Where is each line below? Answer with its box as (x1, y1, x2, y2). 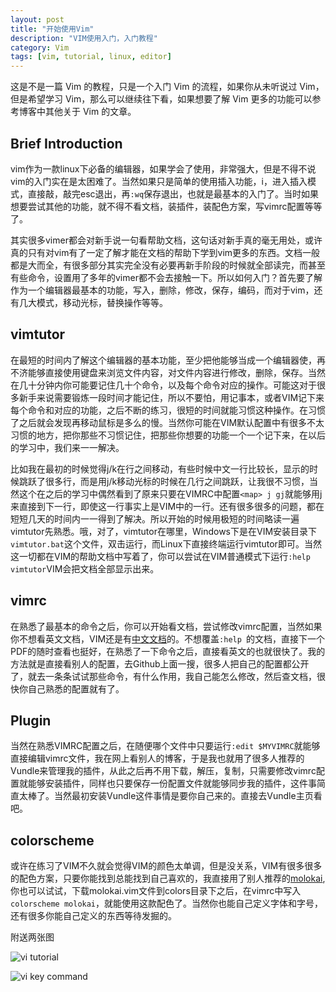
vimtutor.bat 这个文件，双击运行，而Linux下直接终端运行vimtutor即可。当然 (10, 537, 322, 550)
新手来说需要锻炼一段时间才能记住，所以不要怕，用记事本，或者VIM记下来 (18, 391, 325, 403)
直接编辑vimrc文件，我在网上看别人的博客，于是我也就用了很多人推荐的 (10, 752, 305, 765)
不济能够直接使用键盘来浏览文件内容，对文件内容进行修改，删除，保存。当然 (10, 366, 326, 378)
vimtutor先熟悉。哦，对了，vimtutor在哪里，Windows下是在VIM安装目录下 (10, 525, 318, 537)
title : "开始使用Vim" (10, 24, 95, 34)
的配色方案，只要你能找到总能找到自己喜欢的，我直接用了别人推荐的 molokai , (10, 872, 326, 885)
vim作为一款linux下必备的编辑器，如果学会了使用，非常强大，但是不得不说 (10, 162, 317, 175)
